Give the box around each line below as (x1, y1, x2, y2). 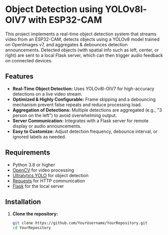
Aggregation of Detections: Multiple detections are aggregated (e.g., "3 (12, 107, 162, 113)
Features (5, 72, 34, 81)
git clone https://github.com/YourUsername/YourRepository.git (12, 220, 148, 226)
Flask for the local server (12, 183, 64, 189)
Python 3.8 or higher (12, 162, 55, 168)
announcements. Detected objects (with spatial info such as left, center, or (5, 47, 159, 53)
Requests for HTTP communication (12, 178, 85, 184)
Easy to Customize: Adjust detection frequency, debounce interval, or (12, 128, 158, 134)
